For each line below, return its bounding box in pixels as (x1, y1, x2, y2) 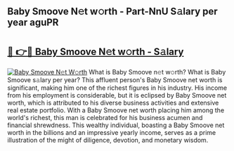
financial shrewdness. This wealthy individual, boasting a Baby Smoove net (7, 121, 225, 129)
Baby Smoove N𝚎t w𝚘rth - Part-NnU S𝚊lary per (7, 6, 218, 18)
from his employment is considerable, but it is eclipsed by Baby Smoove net (7, 91, 227, 99)
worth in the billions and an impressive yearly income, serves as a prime (7, 129, 216, 136)
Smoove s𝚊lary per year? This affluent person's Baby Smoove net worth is (7, 76, 223, 84)
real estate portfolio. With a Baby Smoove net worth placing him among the (7, 106, 225, 114)
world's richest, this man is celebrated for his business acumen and (7, 114, 203, 122)
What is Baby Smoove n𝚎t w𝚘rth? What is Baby (89, 68, 226, 76)
